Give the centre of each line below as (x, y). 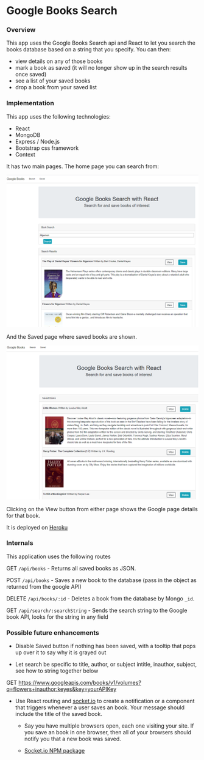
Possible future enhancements (53, 632)
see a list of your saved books (53, 81)
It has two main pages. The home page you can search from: (83, 166)
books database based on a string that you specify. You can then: (89, 50)
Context (25, 154)
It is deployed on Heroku (37, 527)
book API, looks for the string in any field (57, 617)
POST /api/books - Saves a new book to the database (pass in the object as (101, 580)
